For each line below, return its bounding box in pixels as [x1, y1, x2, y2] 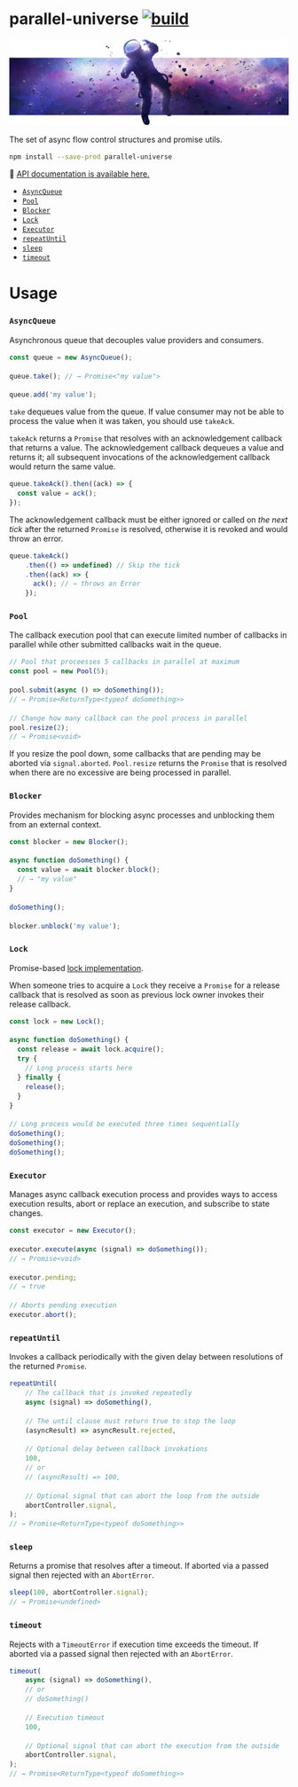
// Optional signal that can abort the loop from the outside [25, 1491, 260, 1501]
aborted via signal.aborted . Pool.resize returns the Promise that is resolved [9, 758, 287, 769]
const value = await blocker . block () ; [17, 866, 161, 874]
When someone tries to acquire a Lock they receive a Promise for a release [9, 980, 281, 991]
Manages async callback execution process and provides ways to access [9, 1189, 278, 1200]
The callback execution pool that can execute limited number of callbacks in [9, 630, 287, 640]
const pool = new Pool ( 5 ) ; [9, 667, 109, 676]
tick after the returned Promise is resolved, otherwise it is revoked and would [9, 523, 288, 534]
